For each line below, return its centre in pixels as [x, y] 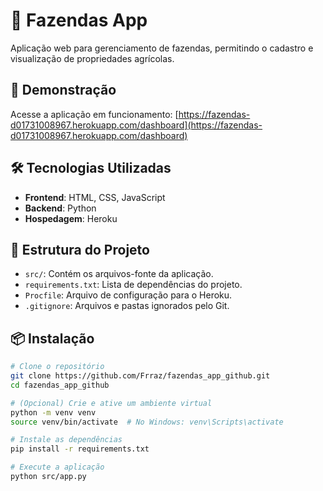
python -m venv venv [53, 412]
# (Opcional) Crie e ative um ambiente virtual [111, 403]
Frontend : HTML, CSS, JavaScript [95, 197]
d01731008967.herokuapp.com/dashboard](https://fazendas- [136, 125]
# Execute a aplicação [57, 467]
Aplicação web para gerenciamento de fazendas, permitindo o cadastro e [162, 48]
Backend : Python [60, 208]
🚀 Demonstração [63, 90]
